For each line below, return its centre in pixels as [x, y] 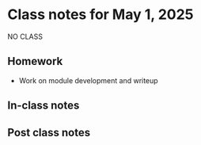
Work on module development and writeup [89, 80]
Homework [35, 61]
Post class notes [49, 132]
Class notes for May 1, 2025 [100, 15]
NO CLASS [25, 36]
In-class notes [44, 106]
